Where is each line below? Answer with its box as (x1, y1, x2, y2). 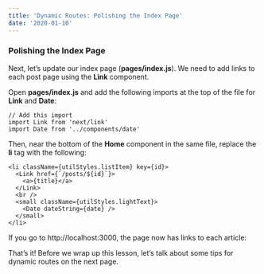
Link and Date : (8, 96, 57, 105)
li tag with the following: (8, 147, 87, 157)
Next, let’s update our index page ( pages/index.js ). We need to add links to (8, 63, 256, 72)
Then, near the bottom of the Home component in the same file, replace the (8, 139, 257, 148)
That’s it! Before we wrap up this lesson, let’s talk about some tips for (8, 248, 234, 257)
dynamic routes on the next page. (8, 256, 119, 266)
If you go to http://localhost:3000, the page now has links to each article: (8, 233, 247, 242)
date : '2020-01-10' (8, 19, 73, 27)
